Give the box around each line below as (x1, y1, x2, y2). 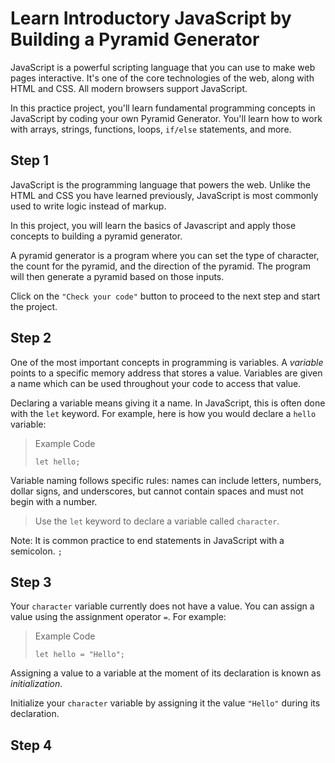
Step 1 (10, 152, 50, 169)
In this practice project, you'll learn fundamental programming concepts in (10, 102, 316, 114)
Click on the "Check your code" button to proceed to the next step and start (10, 290, 321, 302)
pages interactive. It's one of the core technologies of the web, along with (10, 72, 315, 84)
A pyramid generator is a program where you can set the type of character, (10, 249, 320, 261)
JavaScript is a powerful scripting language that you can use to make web (10, 61, 316, 73)
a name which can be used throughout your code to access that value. (10, 377, 302, 389)
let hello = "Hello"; (34, 650, 125, 660)
